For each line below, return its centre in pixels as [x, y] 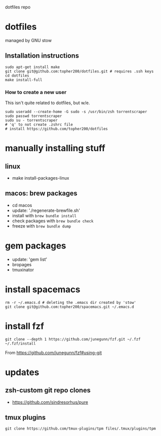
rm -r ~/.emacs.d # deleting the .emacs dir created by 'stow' [71, 302]
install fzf [25, 326]
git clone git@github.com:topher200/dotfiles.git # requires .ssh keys [79, 71]
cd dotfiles [17, 75]
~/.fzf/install [20, 344]
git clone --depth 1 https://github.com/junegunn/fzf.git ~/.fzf [73, 339]
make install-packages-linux [40, 178]
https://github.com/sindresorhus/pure [50, 402]
